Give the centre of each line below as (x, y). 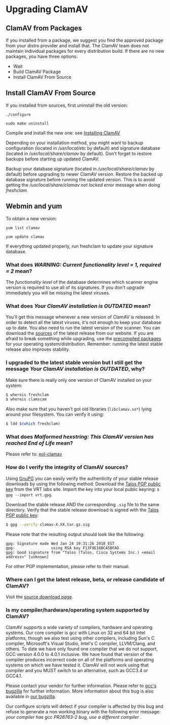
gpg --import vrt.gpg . (29, 495)
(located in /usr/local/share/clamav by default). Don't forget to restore (79, 153)
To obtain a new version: (31, 218)
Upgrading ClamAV (47, 9)
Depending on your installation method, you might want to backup (75, 143)
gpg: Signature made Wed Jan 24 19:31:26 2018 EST (60, 543)
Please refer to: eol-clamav (34, 454)
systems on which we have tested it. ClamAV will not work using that (77, 665)
